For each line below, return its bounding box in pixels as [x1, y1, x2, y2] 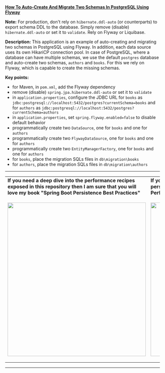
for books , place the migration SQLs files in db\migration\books [12, 156, 139, 162]
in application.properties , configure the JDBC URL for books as [12, 94, 143, 100]
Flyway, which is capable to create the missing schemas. [5, 65, 120, 71]
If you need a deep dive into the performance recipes [7, 177, 135, 184]
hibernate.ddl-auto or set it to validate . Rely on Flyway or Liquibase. [5, 29, 146, 35]
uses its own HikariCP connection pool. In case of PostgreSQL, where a [5, 49, 150, 55]
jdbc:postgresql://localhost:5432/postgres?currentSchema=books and [12, 100, 156, 105]
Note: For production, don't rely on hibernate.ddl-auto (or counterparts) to [5, 19, 158, 25]
